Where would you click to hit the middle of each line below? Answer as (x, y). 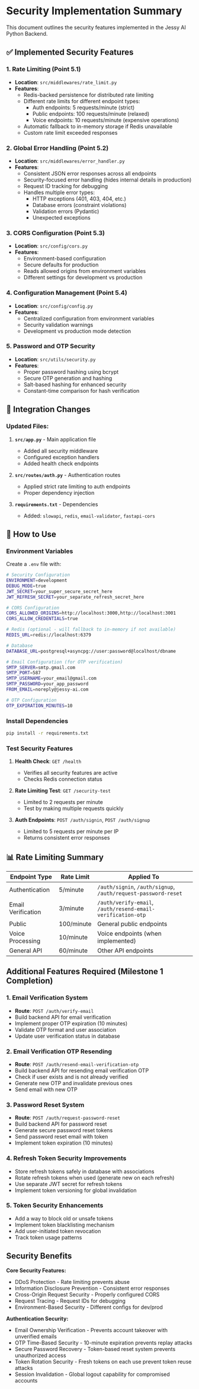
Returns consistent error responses (67, 838)
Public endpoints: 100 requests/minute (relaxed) (91, 113)
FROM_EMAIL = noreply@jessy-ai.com (47, 689)
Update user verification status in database (67, 1036)
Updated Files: (28, 427)
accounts (26, 1380)
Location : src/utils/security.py (55, 359)
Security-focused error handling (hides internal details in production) (107, 180)
